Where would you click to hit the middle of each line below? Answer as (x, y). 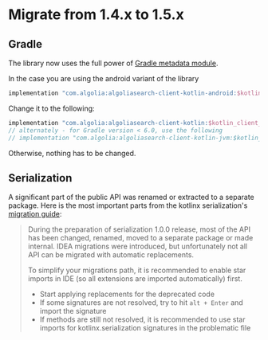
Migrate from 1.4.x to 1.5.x (97, 15)
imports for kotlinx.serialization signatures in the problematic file (145, 328)
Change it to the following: (51, 108)
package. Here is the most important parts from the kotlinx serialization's (128, 205)
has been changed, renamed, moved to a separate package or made (140, 238)
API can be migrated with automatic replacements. (110, 255)
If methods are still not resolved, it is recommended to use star (142, 319)
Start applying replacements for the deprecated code (127, 294)
